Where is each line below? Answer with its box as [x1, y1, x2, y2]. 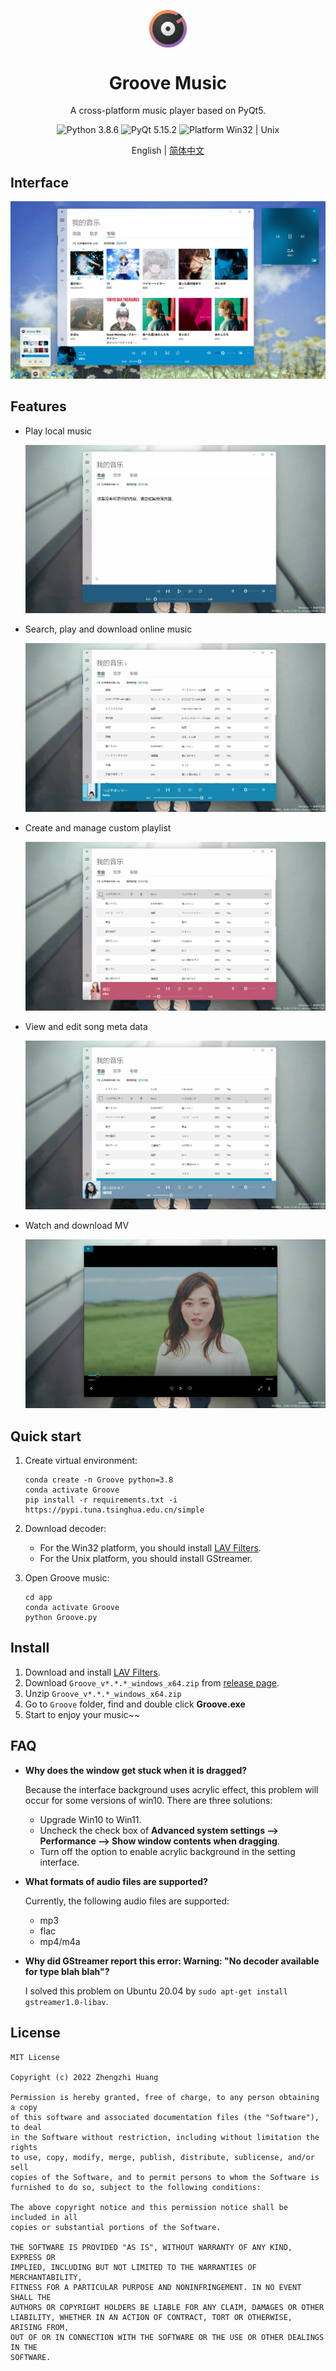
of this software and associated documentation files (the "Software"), [10, 2112, 320, 2122]
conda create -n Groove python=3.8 [24, 1475, 174, 1485]
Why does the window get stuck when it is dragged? [24, 1764, 248, 1776]
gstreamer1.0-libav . [24, 1995, 109, 2007]
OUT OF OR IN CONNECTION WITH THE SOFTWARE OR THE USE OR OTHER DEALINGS [10, 2332, 325, 2342]
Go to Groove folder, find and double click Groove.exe [24, 1698, 246, 1710]
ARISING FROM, [10, 2322, 70, 2332]
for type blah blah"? [24, 1965, 110, 1977]
